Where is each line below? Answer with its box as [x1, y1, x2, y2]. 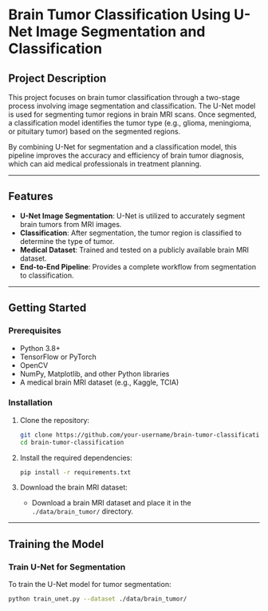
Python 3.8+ [19, 343, 61, 353]
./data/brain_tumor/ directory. [31, 506, 134, 517]
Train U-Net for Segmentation [8, 561, 126, 573]
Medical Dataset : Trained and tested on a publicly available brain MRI [19, 245, 250, 254]
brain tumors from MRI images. [19, 219, 122, 229]
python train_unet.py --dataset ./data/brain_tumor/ [8, 595, 187, 603]
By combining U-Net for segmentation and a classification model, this [8, 142, 237, 151]
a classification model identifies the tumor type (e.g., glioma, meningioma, [8, 118, 252, 127]
